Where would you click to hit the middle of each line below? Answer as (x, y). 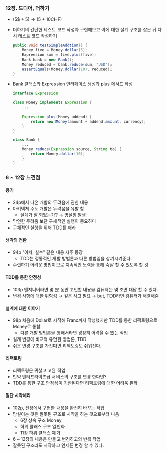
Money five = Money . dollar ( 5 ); (55, 50)
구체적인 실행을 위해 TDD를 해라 (44, 228)
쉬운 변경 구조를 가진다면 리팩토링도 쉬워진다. (57, 346)
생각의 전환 (16, 240)
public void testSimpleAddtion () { (50, 46)
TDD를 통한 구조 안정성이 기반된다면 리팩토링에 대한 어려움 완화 (75, 383)
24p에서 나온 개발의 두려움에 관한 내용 (50, 202)
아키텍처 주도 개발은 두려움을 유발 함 (48, 208)
